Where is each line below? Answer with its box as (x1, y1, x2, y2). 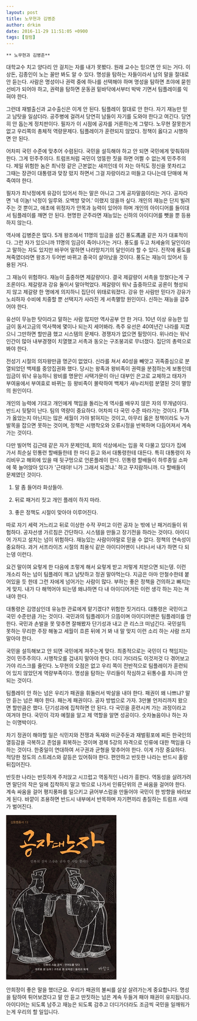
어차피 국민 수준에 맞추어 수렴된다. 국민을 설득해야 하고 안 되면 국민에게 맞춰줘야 (6, 147, 190, 155)
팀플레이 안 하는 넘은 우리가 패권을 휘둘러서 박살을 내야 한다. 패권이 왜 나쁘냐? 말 (6, 690, 191, 697)
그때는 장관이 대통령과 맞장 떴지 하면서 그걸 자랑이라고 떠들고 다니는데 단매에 (6, 170, 182, 177)
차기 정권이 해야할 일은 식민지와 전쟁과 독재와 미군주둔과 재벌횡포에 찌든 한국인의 (6, 731, 192, 738)
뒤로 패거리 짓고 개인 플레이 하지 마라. (14, 496, 101, 504)
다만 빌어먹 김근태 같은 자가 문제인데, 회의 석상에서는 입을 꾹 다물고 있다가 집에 (6, 442, 186, 449)
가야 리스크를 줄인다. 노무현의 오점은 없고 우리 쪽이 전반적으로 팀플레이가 (6, 662, 172, 669)
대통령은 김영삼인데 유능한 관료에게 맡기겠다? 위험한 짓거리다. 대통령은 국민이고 (6, 605, 188, 613)
